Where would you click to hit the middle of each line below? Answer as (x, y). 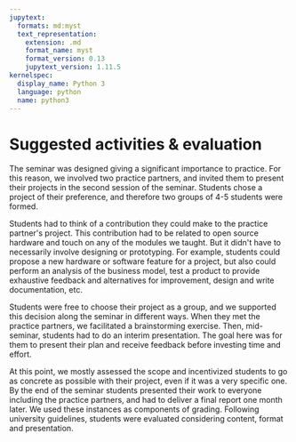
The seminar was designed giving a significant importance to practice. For (145, 169)
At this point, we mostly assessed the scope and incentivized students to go (148, 372)
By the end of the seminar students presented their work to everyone (136, 390)
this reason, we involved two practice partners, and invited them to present (147, 178)
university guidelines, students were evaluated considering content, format (146, 419)
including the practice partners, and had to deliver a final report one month (146, 400)
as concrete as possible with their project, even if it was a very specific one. (148, 381)
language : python (49, 92)
